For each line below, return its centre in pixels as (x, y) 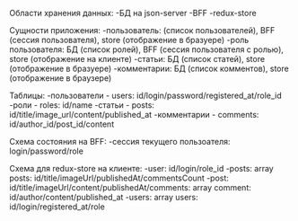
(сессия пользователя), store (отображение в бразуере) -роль (129, 40)
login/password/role (46, 151)
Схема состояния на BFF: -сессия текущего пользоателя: (120, 141)
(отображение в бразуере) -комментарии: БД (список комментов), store (149, 68)
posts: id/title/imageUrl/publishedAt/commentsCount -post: (119, 178)
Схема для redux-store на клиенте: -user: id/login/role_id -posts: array (141, 168)
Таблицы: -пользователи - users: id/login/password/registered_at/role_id (146, 95)
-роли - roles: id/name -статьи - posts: (82, 105)
